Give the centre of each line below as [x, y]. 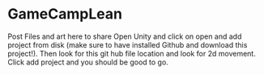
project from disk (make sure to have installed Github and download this [128, 44]
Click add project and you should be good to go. [88, 62]
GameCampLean [65, 14]
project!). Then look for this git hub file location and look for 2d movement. [132, 53]
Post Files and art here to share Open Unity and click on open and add [125, 36]
